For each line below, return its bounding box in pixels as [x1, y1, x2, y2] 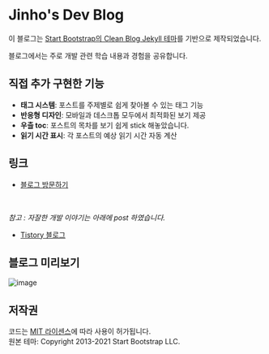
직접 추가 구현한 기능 [8, 77, 105, 91]
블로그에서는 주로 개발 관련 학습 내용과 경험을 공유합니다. [8, 50, 188, 60]
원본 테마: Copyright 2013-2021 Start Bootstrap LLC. [8, 337, 181, 347]
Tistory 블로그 [19, 230, 66, 240]
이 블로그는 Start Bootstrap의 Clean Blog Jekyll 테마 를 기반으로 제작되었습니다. [8, 33, 262, 43]
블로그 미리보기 [8, 256, 80, 270]
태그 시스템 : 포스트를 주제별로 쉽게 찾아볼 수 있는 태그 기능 [19, 100, 204, 110]
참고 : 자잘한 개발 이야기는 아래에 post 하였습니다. [8, 213, 166, 222]
